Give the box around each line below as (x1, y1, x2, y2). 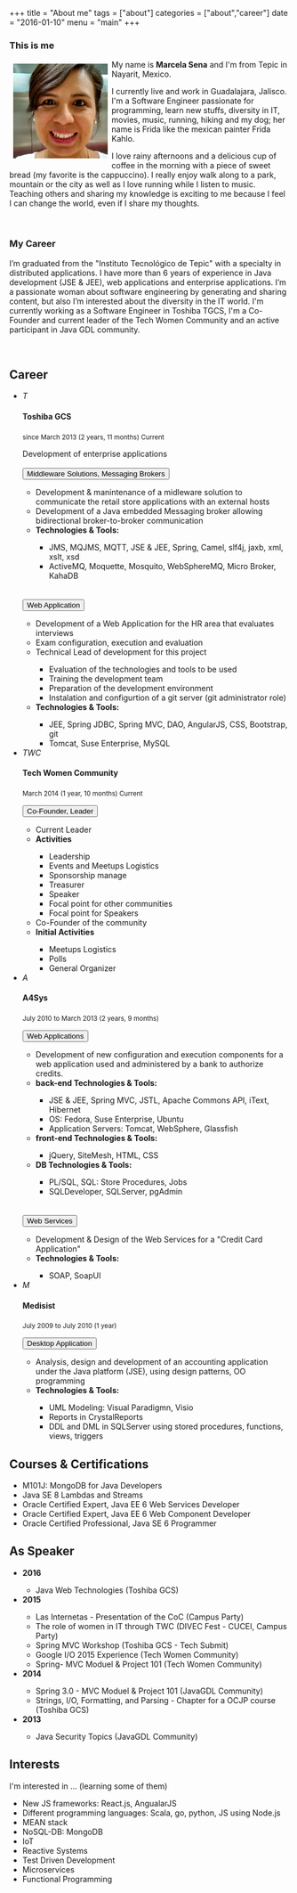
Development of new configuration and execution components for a (35, 1049, 284, 1060)
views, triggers (48, 1431, 104, 1441)
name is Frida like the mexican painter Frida (111, 124, 271, 135)
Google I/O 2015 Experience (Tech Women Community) (35, 1649, 239, 1660)
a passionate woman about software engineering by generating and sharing (9, 286, 287, 297)
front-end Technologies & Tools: (35, 1133, 158, 1144)
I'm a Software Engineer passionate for (111, 95, 254, 106)
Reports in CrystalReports (48, 1412, 144, 1423)
